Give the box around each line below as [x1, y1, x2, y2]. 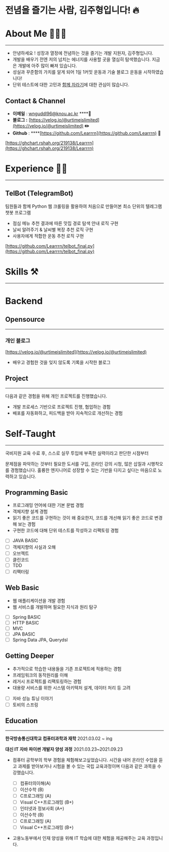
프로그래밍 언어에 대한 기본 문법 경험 [12, 502, 84, 508]
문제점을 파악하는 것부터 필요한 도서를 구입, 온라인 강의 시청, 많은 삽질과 [5, 461, 146, 467]
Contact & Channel [5, 96, 65, 105]
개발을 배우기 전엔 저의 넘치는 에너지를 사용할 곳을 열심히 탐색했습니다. [12, 56, 151, 63]
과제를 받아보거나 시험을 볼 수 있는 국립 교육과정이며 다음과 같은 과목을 [18, 763, 156, 769]
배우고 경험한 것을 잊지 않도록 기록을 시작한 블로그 [12, 359, 111, 365]
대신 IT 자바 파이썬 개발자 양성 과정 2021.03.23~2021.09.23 [5, 746, 123, 752]
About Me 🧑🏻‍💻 [5, 28, 67, 39]
